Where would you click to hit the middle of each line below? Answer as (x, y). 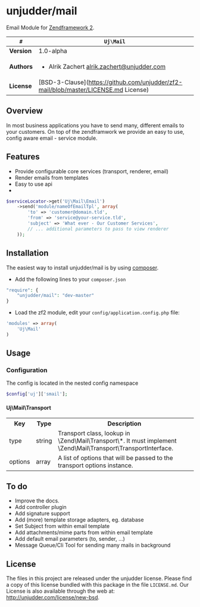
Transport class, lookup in (94, 433)
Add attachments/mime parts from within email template (84, 532)
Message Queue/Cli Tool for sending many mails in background (93, 545)
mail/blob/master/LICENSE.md (81, 90)
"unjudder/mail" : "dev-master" (56, 296)
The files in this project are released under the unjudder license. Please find (99, 578)
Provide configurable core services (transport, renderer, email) (91, 171)
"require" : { (22, 290)
